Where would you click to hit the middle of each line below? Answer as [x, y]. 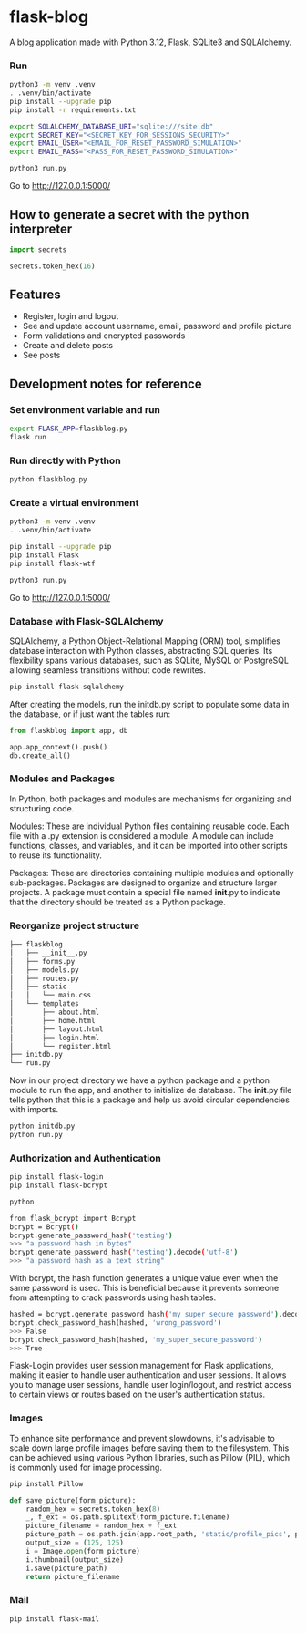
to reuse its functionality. [56, 855]
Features [35, 295]
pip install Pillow [46, 1483]
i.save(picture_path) [66, 1568]
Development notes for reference [106, 383]
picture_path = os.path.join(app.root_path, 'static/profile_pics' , [158, 1535]
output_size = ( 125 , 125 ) [75, 1543]
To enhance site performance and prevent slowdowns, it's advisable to [142, 1438]
